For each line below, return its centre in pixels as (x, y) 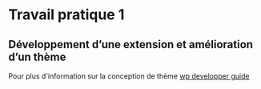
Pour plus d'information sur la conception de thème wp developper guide (129, 76)
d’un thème (37, 57)
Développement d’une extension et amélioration (131, 44)
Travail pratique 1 (66, 15)
